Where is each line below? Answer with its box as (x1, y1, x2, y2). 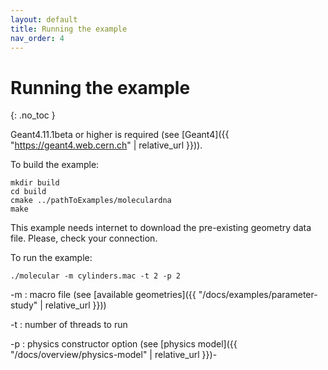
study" (10, 299, 38, 311)
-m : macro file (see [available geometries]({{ (10, 289, 197, 301)
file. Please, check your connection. (10, 232, 158, 245)
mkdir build (10, 178, 60, 188)
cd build (10, 187, 47, 197)
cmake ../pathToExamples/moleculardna (10, 196, 172, 206)
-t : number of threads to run (10, 319, 128, 331)
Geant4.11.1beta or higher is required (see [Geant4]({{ (10, 129, 230, 141)
